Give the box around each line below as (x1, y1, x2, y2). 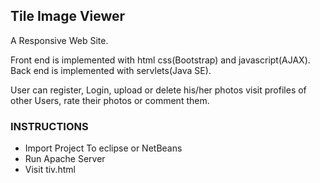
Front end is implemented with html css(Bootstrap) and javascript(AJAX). (10, 54, 311, 66)
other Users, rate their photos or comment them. (10, 94, 210, 106)
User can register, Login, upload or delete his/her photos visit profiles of (10, 84, 307, 96)
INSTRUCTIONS (10, 119, 89, 133)
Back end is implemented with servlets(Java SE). (10, 64, 212, 76)
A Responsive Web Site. (10, 34, 109, 46)
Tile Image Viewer (10, 8, 126, 25)
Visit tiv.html (24, 164, 76, 176)
